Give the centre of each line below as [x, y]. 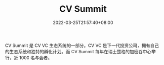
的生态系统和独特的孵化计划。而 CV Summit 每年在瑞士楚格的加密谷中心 [78, 51]
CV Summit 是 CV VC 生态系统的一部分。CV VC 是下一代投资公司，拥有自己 [82, 45]
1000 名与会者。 [36, 58]
